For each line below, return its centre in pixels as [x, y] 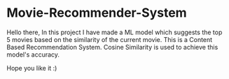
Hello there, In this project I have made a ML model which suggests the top [114, 32]
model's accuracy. [33, 55]
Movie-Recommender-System [97, 13]
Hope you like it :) [32, 68]
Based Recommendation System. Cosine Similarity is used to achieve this [112, 47]
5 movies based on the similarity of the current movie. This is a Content [110, 39]
